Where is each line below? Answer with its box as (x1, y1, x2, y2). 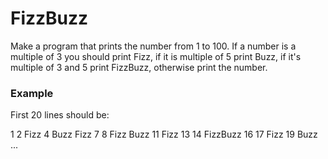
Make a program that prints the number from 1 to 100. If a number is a (10, 40, 297, 52)
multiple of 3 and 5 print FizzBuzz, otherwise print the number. (10, 61, 268, 73)
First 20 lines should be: (10, 109, 110, 121)
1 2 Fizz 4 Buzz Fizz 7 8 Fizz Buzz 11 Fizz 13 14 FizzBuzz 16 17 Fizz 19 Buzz (10, 128, 318, 141)
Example (10, 86, 54, 100)
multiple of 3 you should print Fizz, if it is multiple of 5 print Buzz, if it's (10, 50, 302, 62)
